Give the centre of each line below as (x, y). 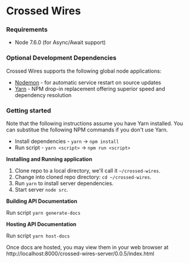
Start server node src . (41, 190)
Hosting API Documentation (41, 224)
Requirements (27, 30)
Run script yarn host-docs (38, 236)
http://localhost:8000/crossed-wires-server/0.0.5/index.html (80, 253)
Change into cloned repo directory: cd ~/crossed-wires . (83, 177)
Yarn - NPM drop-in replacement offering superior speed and (90, 89)
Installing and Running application (49, 159)
